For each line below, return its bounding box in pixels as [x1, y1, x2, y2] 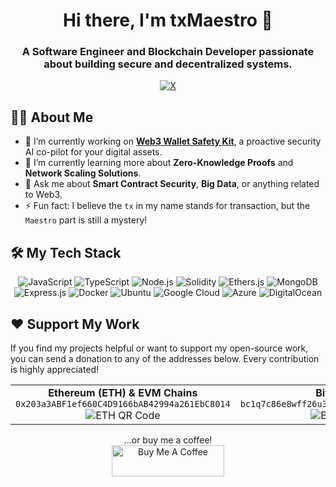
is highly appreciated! [10, 363, 100, 375]
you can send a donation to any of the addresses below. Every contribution [10, 352, 320, 364]
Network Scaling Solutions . [24, 167, 142, 179]
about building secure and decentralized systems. [43, 57, 293, 71]
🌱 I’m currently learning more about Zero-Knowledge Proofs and [24, 157, 294, 169]
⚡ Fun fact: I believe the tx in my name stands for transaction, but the [24, 200, 311, 212]
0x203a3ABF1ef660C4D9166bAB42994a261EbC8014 [15, 398, 231, 409]
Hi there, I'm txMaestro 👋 [63, 9, 273, 32]
